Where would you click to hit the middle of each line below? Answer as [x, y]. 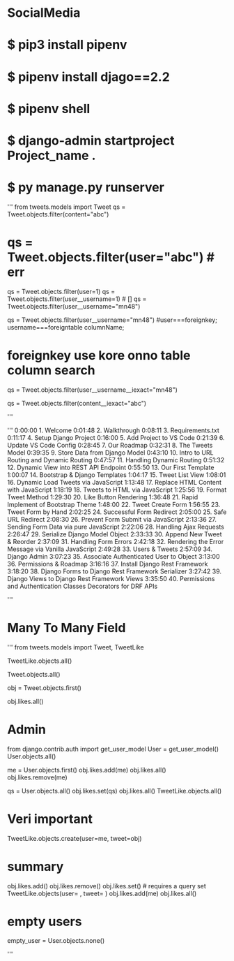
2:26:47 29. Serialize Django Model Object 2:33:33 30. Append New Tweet [115, 534]
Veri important [50, 819]
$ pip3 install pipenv [67, 45]
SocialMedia [44, 13]
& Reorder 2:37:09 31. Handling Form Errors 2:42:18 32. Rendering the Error [116, 541]
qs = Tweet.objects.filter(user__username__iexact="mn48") [92, 390]
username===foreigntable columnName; [66, 327]
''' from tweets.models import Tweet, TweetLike [76, 647]
